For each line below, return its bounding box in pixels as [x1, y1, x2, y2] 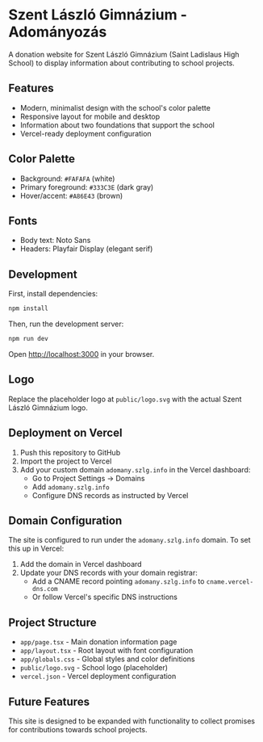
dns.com [31, 585, 58, 593]
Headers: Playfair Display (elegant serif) [19, 244, 153, 254]
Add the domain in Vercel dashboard [19, 560, 143, 569]
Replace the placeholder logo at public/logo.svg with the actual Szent [8, 394, 242, 404]
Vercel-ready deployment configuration [19, 128, 152, 138]
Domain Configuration [8, 514, 123, 527]
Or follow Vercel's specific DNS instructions [31, 592, 178, 602]
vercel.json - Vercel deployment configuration [19, 672, 177, 681]
